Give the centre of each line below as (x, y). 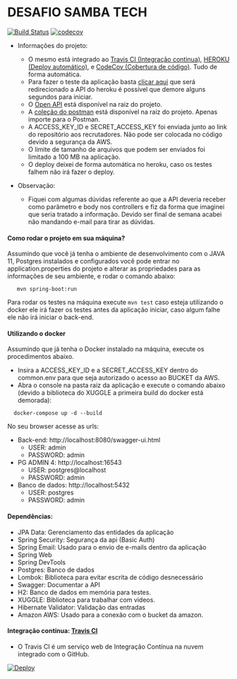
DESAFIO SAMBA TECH (77, 12)
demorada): (34, 401)
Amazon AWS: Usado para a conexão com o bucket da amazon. (110, 615)
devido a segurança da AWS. (70, 141)
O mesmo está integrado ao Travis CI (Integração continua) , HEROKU (129, 59)
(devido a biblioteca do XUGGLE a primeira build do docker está (110, 393)
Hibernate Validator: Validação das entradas (81, 607)
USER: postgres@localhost (67, 470)
